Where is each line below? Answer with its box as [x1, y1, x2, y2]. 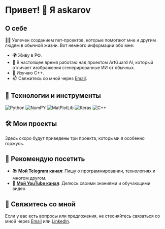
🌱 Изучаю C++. [12, 70, 44, 76]
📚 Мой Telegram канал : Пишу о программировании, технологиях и [12, 168, 156, 174]
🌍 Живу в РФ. [12, 52, 42, 58]
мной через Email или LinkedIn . [5, 218, 70, 224]
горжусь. [5, 140, 25, 146]
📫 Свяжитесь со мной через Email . [12, 76, 87, 81]
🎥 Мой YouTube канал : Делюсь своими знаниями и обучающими [12, 180, 151, 187]
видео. [12, 186, 27, 191]
